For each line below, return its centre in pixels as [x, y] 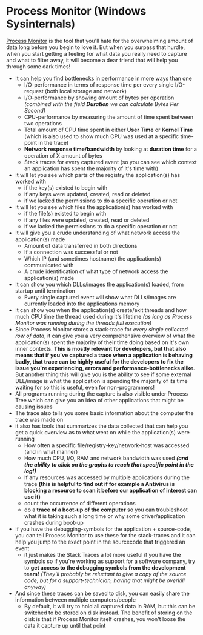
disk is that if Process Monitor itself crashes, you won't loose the [105, 619]
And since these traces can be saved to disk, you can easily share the [102, 593]
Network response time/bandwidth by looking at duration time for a [110, 149]
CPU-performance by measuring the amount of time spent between [109, 117]
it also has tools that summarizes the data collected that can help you [101, 426]
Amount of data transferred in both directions [81, 245]
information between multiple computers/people [75, 600]
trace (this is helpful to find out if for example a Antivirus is [99, 484]
